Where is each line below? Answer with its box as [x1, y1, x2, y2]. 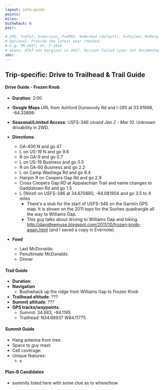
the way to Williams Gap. [26, 211, 77, 217]
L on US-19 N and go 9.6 [19, 149, 69, 155]
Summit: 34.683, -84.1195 [19, 310, 71, 316]
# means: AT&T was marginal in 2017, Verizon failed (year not [5, 48, 137, 53]
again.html [26, 227, 48, 233]
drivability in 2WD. [12, 124, 49, 130]
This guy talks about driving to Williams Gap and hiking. [26, 217, 139, 222]
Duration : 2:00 [12, 95, 42, 101]
